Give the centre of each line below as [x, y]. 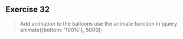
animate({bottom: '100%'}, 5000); [61, 30]
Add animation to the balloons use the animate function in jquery [99, 23]
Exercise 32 [28, 10]
